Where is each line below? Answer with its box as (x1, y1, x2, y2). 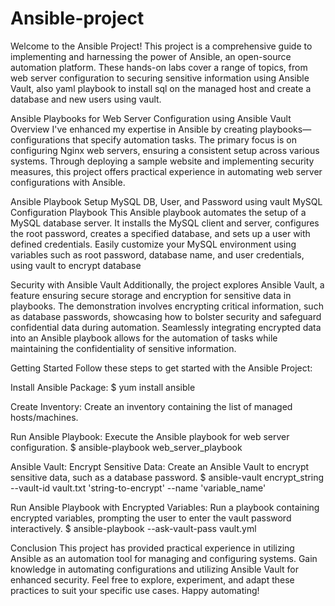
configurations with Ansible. (10, 176, 126, 188)
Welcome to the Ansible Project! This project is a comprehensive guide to (10, 40, 313, 52)
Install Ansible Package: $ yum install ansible (10, 381, 196, 393)
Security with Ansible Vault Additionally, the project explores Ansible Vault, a (10, 278, 325, 291)
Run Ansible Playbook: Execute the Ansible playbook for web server (10, 430, 290, 442)
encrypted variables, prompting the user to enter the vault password (10, 512, 292, 524)
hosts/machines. (10, 411, 79, 423)
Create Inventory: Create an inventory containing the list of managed (10, 400, 293, 412)
